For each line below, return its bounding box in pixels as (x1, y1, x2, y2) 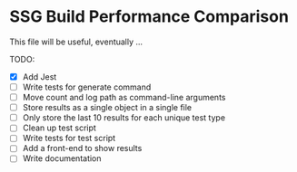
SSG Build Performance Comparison (9, 6, 289, 27)
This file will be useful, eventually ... (9, 36, 144, 47)
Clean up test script (22, 122, 97, 133)
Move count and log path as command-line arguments (22, 92, 226, 103)
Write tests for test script (22, 133, 116, 144)
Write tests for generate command (22, 81, 152, 92)
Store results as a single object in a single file (22, 102, 193, 113)
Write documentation (22, 153, 102, 164)
